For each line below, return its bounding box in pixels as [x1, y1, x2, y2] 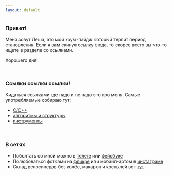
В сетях [5, 141, 26, 148]
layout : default [5, 7, 40, 13]
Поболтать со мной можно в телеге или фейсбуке [12, 152, 123, 159]
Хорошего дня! [5, 57, 39, 63]
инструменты [12, 118, 43, 124]
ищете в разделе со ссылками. [5, 47, 73, 53]
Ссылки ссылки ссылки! [5, 80, 70, 87]
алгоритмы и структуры [12, 113, 66, 119]
